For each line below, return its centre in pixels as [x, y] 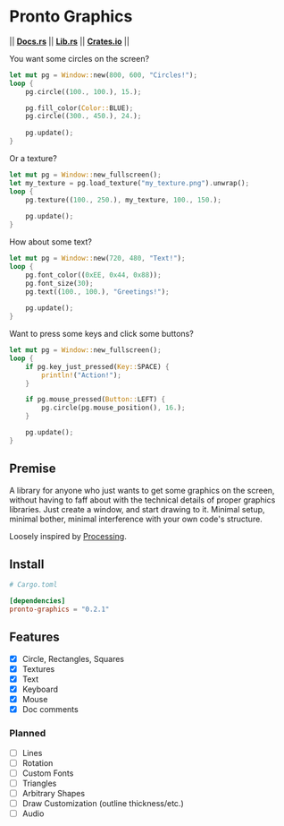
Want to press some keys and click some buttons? [101, 334]
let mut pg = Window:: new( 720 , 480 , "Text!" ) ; [97, 258]
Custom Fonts [48, 773]
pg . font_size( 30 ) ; [59, 283]
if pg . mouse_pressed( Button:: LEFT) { [96, 400]
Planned [28, 734]
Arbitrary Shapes [54, 793]
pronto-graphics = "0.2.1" [59, 610]
